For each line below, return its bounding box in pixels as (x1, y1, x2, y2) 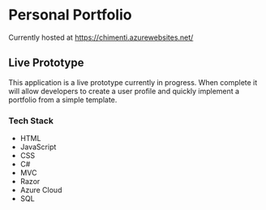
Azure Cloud (19, 185, 62, 195)
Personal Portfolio (8, 6, 132, 24)
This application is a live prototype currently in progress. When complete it (8, 77, 258, 87)
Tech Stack (8, 115, 54, 126)
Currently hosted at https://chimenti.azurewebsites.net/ (8, 32, 194, 42)
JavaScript (19, 142, 57, 152)
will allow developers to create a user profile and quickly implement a (8, 86, 240, 96)
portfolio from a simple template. (8, 95, 118, 105)
